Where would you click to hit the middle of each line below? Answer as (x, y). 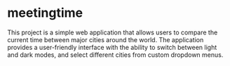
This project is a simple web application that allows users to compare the (113, 32)
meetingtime (45, 13)
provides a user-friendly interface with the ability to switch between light (112, 47)
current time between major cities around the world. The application (106, 39)
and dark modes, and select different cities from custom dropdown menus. (115, 55)
